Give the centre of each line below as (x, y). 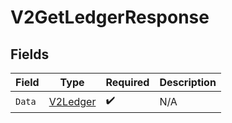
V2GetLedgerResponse (110, 17)
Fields (30, 54)
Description (188, 82)
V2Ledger (72, 101)
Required (127, 82)
